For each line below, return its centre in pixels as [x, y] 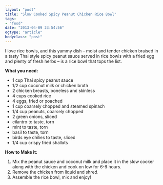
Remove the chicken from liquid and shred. [55, 172]
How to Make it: [21, 152]
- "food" [14, 23]
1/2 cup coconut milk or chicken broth [50, 85]
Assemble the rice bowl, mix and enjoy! [51, 177]
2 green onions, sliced [34, 116]
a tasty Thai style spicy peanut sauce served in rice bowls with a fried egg [80, 56]
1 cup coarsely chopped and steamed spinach [58, 106]
